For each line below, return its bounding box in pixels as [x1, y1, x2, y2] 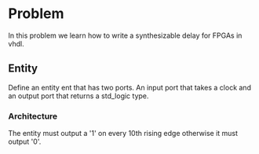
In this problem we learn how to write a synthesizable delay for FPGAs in [8, 31, 243, 40]
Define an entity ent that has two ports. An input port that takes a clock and [8, 82, 251, 92]
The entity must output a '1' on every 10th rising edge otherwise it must [8, 129, 238, 138]
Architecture [8, 111, 58, 122]
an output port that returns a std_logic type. [8, 91, 149, 101]
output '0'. [8, 137, 42, 146]
